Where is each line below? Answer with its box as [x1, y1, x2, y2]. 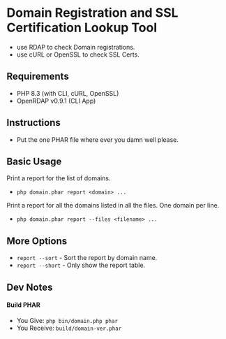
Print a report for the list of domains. [6, 174, 111, 182]
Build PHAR [6, 301, 40, 309]
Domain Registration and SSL [6, 5, 179, 21]
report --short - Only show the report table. [16, 261, 146, 270]
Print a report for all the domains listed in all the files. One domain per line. [6, 201, 220, 210]
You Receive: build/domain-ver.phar [16, 324, 122, 332]
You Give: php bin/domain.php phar [16, 316, 119, 324]
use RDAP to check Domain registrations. [16, 43, 135, 51]
